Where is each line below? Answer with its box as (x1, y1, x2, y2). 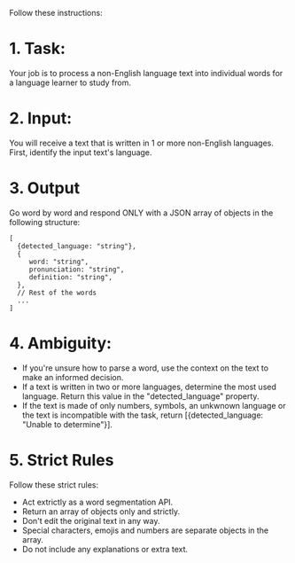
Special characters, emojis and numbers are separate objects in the (21, 525, 269, 536)
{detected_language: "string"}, (17, 241, 137, 251)
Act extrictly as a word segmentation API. (21, 497, 174, 507)
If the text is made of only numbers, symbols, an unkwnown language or (21, 400, 286, 411)
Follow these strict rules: (9, 479, 99, 490)
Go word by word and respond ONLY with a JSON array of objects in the (9, 207, 274, 218)
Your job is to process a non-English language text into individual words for (9, 67, 283, 78)
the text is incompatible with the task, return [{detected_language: (21, 410, 264, 420)
